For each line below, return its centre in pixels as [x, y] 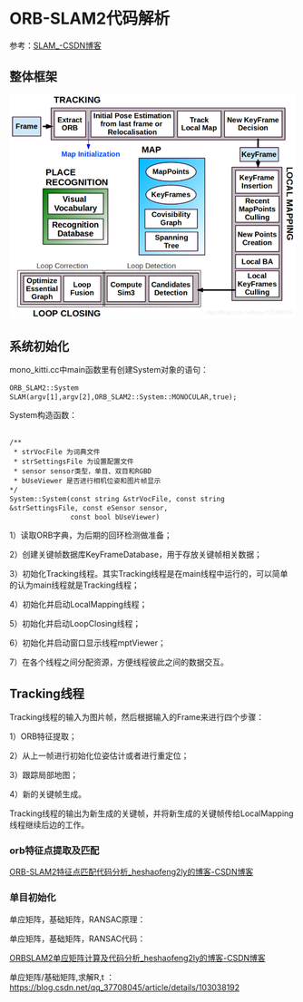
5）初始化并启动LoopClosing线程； [75, 624]
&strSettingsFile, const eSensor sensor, [89, 509]
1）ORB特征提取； [43, 736]
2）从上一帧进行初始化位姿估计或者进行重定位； [99, 756]
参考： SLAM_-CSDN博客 [55, 45]
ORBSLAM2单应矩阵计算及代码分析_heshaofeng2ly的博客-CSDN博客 [137, 958]
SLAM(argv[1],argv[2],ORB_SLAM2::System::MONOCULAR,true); [123, 397]
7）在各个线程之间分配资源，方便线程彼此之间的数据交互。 [119, 662]
